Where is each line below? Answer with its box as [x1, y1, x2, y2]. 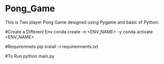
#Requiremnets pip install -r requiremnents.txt [5, 43, 98, 49]
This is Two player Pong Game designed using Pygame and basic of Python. [5, 19, 160, 25]
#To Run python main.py [5, 53, 55, 59]
